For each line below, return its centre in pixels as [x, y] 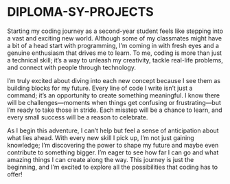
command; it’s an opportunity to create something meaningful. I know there [114, 95]
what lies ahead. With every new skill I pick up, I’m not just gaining [101, 137]
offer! [15, 174]
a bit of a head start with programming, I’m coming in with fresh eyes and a [113, 45]
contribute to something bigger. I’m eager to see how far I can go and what [113, 152]
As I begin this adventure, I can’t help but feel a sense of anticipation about [113, 130]
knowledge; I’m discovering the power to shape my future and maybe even [113, 145]
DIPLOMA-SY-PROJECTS [81, 12]
